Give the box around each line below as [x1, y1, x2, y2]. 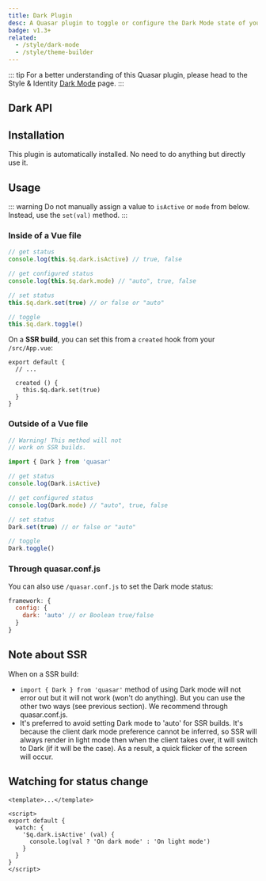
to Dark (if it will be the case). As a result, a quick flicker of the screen [19, 743, 248, 753]
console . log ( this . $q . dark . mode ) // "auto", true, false [8, 277, 196, 285]
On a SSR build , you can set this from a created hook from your [8, 334, 215, 345]
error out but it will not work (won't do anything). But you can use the [19, 692, 245, 702]
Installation [8, 128, 65, 142]
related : [8, 33, 37, 42]
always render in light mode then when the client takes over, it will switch [19, 734, 258, 745]
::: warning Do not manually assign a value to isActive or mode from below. [8, 202, 250, 212]
